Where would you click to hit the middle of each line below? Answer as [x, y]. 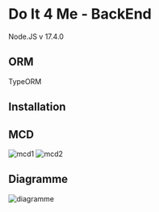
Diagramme [38, 179]
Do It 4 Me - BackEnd [80, 14]
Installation [37, 107]
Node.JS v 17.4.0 [36, 36]
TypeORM [25, 81]
